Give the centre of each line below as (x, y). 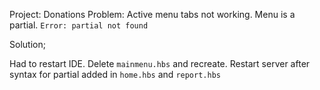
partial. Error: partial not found (79, 25)
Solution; (27, 44)
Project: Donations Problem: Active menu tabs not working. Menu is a (152, 14)
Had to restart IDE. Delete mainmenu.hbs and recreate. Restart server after (160, 63)
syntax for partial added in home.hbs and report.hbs (115, 74)
